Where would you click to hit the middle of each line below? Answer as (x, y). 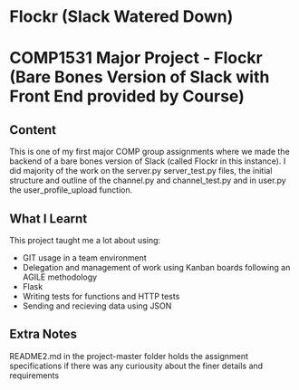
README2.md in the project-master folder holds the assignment (129, 356)
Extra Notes (43, 334)
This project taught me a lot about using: (85, 240)
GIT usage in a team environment (84, 258)
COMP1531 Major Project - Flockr (136, 58)
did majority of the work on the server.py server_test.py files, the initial (141, 171)
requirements (34, 375)
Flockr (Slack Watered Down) (121, 17)
